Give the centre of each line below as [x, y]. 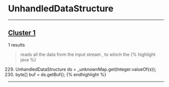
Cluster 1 [22, 33]
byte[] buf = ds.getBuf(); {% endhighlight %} [61, 74]
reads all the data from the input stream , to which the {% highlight [88, 54]
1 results [17, 44]
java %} [28, 59]
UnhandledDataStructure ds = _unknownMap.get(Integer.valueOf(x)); [85, 69]
